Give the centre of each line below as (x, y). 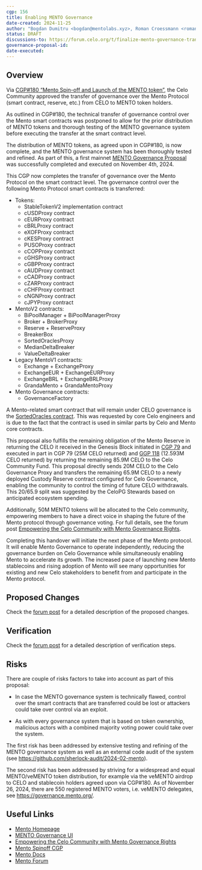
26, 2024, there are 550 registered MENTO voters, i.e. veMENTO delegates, (100, 789)
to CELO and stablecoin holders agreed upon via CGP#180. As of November (100, 783)
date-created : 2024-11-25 (38, 23)
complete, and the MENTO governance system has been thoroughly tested (99, 151)
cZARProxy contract (49, 283)
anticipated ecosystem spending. (47, 498)
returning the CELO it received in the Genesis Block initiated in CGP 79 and (99, 447)
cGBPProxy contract (49, 264)
